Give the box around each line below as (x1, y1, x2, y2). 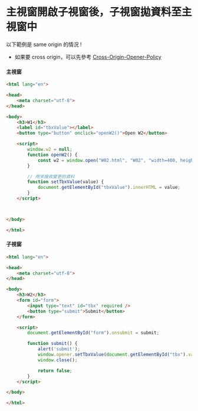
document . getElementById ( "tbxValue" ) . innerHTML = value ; (37, 184, 181, 191)
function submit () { (27, 341, 78, 347)
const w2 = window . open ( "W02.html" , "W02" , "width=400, (37, 157, 178, 163)
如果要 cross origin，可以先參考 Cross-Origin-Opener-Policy (14, 53, 161, 60)
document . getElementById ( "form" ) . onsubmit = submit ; (27, 330, 160, 336)
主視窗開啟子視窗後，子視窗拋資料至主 (6, 5, 193, 19)
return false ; (37, 367, 72, 374)
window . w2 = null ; (27, 146, 72, 152)
